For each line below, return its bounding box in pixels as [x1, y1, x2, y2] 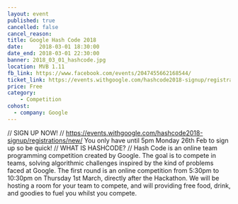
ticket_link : [7, 76, 46, 84]
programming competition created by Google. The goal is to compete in [7, 151, 216, 159]
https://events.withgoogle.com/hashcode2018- [66, 128, 203, 137]
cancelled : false [7, 23, 59, 30]
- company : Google [13, 109, 69, 116]
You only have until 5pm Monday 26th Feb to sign [84, 136, 229, 144]
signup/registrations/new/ [7, 136, 83, 144]
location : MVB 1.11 [7, 63, 65, 70]
